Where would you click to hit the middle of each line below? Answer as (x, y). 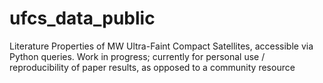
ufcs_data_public (82, 18)
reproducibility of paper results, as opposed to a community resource (152, 67)
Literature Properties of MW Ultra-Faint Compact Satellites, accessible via (161, 46)
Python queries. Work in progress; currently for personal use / (137, 56)
